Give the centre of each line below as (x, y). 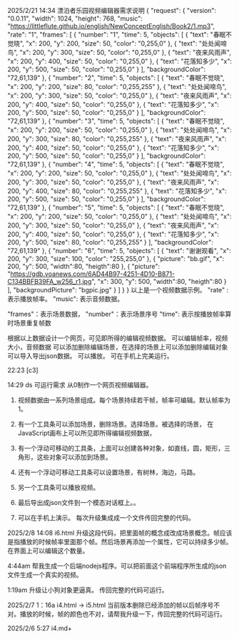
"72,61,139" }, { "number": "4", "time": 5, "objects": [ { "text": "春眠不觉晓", (116, 164)
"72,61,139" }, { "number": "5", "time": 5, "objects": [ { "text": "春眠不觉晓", (116, 208)
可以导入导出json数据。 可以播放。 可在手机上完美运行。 (90, 356)
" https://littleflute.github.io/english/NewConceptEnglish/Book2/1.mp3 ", (111, 26)
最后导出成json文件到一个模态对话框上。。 (79, 502)
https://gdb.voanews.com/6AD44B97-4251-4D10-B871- (93, 274)
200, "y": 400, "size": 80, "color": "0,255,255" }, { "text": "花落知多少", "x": (117, 191)
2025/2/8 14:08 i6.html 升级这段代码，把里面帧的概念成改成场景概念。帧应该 (120, 533)
